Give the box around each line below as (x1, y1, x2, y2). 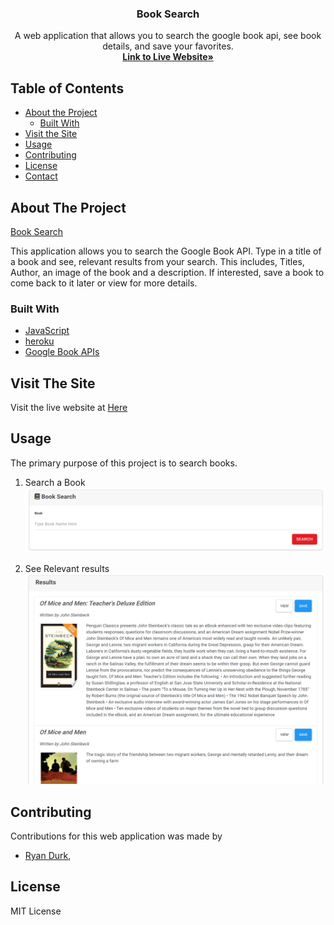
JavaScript (24, 325, 70, 337)
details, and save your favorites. (102, 40, 234, 52)
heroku (24, 335, 55, 347)
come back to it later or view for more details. (10, 277, 198, 289)
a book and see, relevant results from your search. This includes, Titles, (10, 255, 305, 267)
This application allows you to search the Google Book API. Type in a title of (10, 245, 322, 257)
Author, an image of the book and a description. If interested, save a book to (10, 266, 325, 278)
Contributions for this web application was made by (10, 830, 223, 842)
